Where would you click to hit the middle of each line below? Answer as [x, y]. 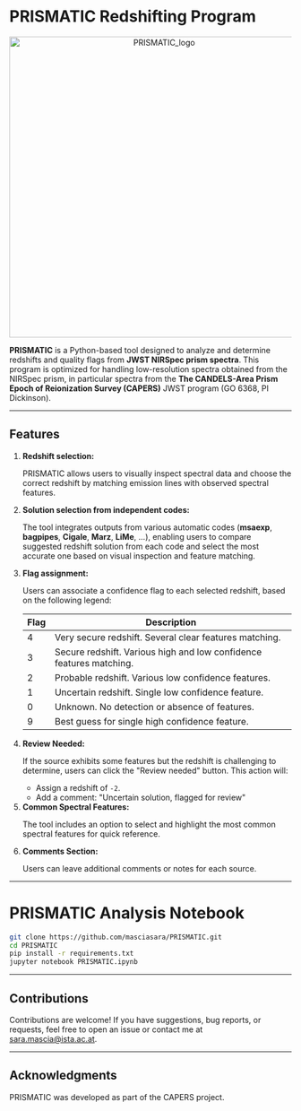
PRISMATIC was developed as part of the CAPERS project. [117, 1097]
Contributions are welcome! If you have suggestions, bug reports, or [135, 1020]
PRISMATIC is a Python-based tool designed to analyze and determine [140, 350]
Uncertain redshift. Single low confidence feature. [159, 692]
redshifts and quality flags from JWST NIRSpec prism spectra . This [134, 360]
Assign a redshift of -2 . [78, 787]
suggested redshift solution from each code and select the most [141, 546]
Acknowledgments [64, 1076]
